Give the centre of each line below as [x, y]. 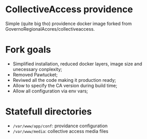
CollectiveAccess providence [69, 9]
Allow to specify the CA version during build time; [65, 85]
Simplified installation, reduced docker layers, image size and [77, 64]
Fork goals [28, 50]
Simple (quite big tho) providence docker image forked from [69, 24]
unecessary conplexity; [37, 69]
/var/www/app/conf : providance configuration [60, 126]
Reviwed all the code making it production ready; [64, 80]
